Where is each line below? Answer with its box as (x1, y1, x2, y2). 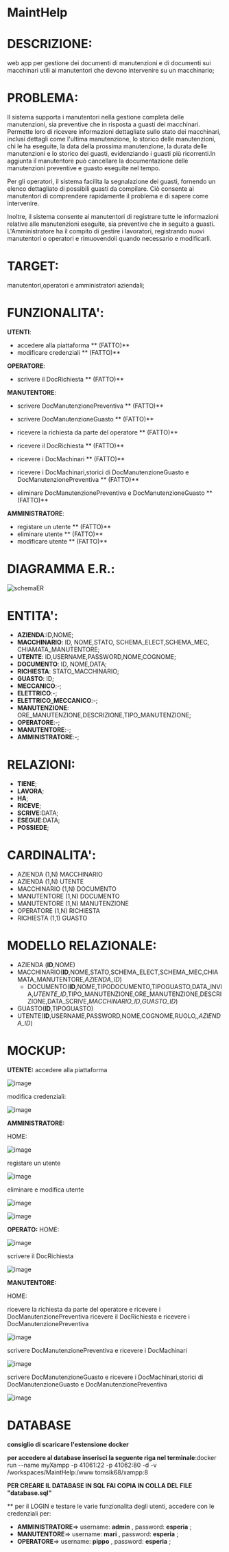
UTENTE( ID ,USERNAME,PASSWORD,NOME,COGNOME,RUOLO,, (16, 1011, 199, 1020)
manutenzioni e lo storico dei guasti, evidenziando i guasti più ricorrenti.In (7, 150, 216, 158)
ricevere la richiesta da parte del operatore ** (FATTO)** (16, 428, 178, 437)
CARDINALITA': (7, 847, 96, 863)
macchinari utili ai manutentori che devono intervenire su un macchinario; (7, 67, 215, 75)
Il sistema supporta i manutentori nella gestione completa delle (7, 113, 184, 121)
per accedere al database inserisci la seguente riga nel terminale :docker (7, 1453, 217, 1461)
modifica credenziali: (7, 1092, 67, 1100)
